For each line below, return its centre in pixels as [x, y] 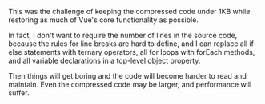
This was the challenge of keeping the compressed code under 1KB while [129, 12]
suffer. [19, 93]
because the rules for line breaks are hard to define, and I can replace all [128, 44]
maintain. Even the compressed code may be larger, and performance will [130, 84]
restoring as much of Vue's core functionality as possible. [103, 20]
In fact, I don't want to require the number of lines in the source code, [123, 35]
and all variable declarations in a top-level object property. [104, 60]
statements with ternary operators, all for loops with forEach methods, [139, 52]
